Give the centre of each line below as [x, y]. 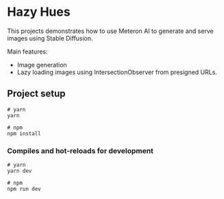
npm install [24, 133]
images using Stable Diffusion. [50, 38]
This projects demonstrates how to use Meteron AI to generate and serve [110, 31]
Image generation [42, 65]
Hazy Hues [39, 12]
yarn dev [20, 171]
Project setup [37, 94]
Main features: [27, 51]
